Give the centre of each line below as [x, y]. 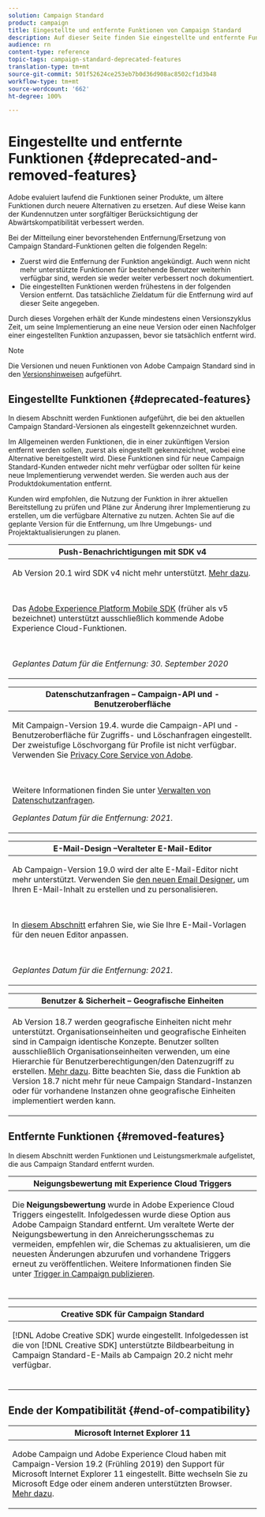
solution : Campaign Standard [56, 15]
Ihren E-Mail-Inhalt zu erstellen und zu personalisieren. [115, 889]
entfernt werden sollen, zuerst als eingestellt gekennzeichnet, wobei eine [127, 450]
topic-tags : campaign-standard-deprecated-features [95, 60]
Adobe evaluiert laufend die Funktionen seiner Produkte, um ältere [116, 197]
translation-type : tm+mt [49, 67]
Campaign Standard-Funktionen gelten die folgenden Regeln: [108, 246]
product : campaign [38, 23]
